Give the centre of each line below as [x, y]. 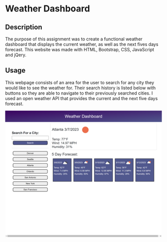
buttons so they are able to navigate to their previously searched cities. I [79, 93]
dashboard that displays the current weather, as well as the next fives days [82, 44]
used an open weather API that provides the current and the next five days [82, 98]
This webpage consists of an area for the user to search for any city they [80, 82]
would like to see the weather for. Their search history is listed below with [80, 88]
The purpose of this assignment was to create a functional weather [74, 39]
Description [24, 27]
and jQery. [16, 55]
